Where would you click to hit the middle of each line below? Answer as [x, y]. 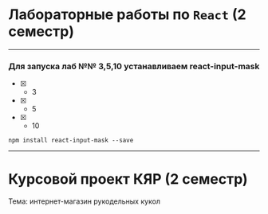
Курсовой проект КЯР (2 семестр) [128, 179]
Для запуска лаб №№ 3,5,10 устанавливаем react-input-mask [134, 66]
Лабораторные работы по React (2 [127, 15]
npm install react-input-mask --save [71, 141]
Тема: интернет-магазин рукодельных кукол [85, 201]
